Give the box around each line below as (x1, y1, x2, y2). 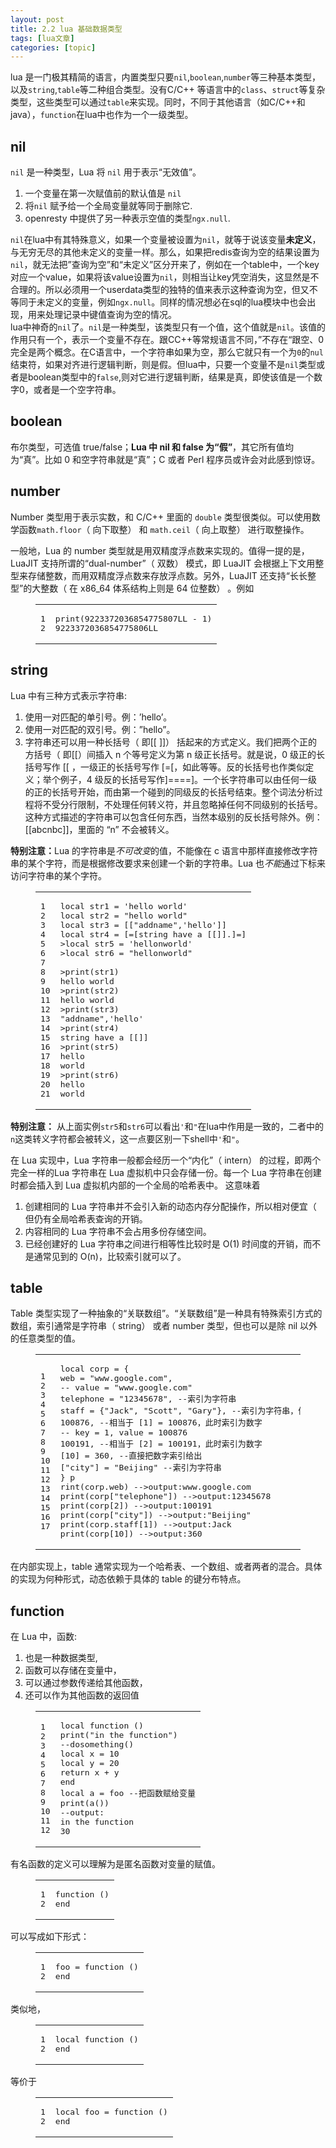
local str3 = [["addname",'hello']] (59, 919, 227, 930)
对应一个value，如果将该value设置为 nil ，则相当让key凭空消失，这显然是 (10, 271, 311, 283)
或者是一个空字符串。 (33, 384, 122, 396)
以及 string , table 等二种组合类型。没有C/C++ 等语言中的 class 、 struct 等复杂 (10, 84, 326, 96)
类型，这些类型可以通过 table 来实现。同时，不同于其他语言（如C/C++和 (10, 96, 306, 108)
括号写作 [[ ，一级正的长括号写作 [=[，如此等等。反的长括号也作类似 (24, 761, 306, 773)
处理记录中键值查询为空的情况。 (44, 309, 177, 321)
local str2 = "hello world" (59, 910, 188, 921)
